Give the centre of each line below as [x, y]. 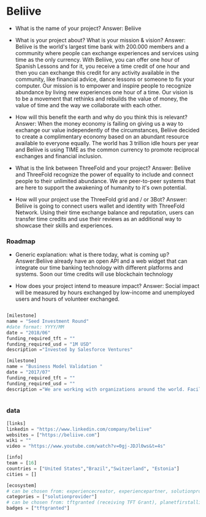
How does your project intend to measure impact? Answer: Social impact [107, 286]
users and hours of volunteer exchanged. [67, 299]
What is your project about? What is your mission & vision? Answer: [100, 40]
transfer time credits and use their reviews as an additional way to [98, 219]
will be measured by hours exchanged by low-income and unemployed [105, 293]
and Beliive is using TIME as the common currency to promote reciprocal [107, 149]
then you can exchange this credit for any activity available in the [97, 72]
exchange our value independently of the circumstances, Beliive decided [107, 130]
